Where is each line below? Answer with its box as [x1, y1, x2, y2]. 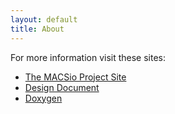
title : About [10, 24, 65, 34]
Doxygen [24, 92, 63, 104]
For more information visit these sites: [10, 51, 167, 63]
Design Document [24, 81, 100, 93]
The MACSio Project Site [24, 71, 127, 83]
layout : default [10, 14, 78, 25]
